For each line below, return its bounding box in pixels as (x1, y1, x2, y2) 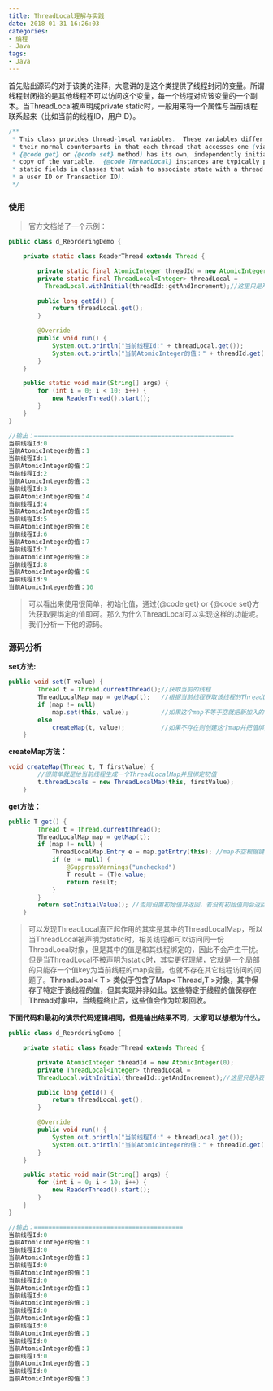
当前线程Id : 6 (8, 530, 48, 538)
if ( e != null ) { (51, 856, 111, 864)
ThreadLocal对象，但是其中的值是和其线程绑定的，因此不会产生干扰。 (28, 945, 263, 954)
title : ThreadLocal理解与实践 (8, 11, 105, 20)
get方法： (8, 801, 42, 811)
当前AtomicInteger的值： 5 (8, 507, 90, 516)
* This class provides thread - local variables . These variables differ (11, 135, 264, 143)
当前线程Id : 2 (8, 470, 48, 478)
